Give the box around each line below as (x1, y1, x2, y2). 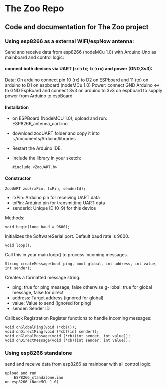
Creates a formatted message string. (5, 275, 81, 281)
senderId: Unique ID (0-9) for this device (12, 205, 96, 211)
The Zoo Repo (5, 3, 64, 14)
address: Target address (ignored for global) (12, 295, 104, 301)
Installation (5, 104, 29, 110)
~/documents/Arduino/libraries (12, 136, 76, 142)
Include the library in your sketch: (12, 155, 81, 161)
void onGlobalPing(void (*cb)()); (5, 325, 77, 330)
